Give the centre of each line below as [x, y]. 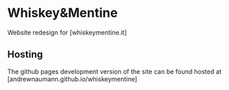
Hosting [25, 54]
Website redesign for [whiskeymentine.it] [67, 32]
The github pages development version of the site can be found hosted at [114, 71]
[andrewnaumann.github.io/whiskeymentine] [72, 79]
